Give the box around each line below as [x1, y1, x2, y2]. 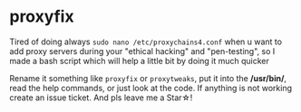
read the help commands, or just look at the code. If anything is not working [9, 82, 293, 93]
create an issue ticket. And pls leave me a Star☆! [9, 92, 193, 103]
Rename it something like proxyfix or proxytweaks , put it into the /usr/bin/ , [9, 72, 287, 83]
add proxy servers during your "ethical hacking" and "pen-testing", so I [9, 45, 276, 56]
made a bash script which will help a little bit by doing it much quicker [9, 55, 269, 66]
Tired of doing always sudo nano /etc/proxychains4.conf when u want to [9, 36, 283, 47]
